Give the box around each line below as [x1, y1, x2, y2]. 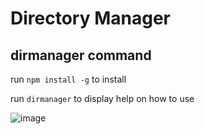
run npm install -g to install [10, 73, 127, 85]
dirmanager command [10, 47, 152, 64]
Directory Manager [10, 7, 171, 30]
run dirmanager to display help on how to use [10, 93, 195, 104]
